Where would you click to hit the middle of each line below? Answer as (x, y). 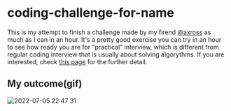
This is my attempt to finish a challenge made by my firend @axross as (109, 32)
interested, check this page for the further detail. (77, 61)
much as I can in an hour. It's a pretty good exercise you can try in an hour (114, 39)
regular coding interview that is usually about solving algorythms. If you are (116, 54)
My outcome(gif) (45, 84)
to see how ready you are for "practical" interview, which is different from (113, 47)
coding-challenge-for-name (91, 13)
